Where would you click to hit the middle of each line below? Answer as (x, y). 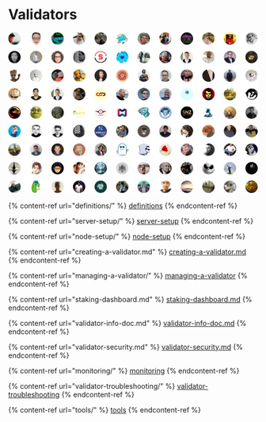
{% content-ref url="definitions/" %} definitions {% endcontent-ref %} (123, 205)
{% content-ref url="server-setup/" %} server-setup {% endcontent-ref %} (131, 221)
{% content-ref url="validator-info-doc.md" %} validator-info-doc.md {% (127, 323)
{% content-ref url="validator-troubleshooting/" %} (92, 386)
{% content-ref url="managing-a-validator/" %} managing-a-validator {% (128, 275)
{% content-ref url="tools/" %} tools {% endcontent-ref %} (105, 409)
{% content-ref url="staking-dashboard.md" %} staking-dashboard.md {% (130, 299)
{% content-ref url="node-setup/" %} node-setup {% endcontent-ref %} (127, 236)
